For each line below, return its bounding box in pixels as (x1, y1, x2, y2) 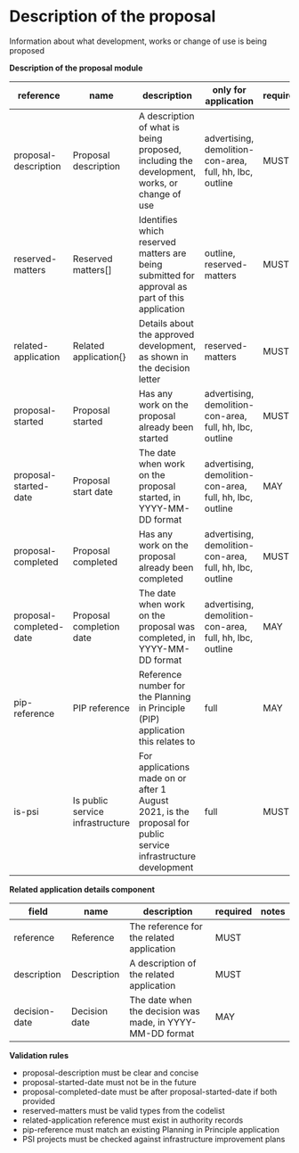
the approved (138, 328, 195, 341)
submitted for (138, 269, 196, 282)
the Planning (138, 690, 191, 703)
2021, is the (138, 805, 190, 818)
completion (72, 620, 120, 632)
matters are (138, 247, 187, 259)
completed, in (138, 631, 196, 644)
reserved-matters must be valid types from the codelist (21, 1105, 225, 1116)
